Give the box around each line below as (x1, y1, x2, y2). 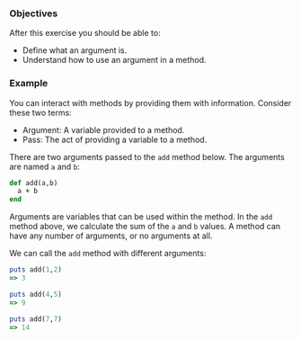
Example (9, 77, 49, 90)
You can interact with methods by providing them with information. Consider (9, 97, 292, 108)
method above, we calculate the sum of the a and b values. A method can (9, 221, 281, 232)
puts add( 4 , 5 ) (9, 290, 63, 299)
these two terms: (9, 107, 72, 118)
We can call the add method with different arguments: (9, 248, 207, 259)
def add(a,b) (9, 178, 58, 187)
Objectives (9, 7, 58, 20)
